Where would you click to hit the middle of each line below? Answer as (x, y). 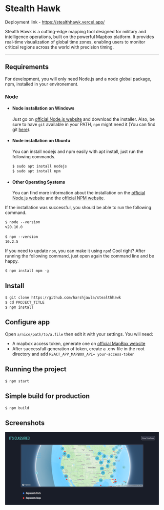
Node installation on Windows (43, 108)
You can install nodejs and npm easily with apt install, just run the (78, 151)
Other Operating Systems (39, 182)
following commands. (34, 157)
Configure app (28, 322)
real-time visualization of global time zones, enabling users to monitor (75, 42)
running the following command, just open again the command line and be (80, 256)
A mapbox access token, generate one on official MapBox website (79, 343)
